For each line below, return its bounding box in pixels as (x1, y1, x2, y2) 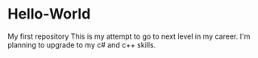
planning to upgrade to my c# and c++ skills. (7, 39, 156, 49)
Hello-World (7, 5, 91, 23)
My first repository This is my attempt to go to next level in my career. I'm (7, 31, 251, 41)
